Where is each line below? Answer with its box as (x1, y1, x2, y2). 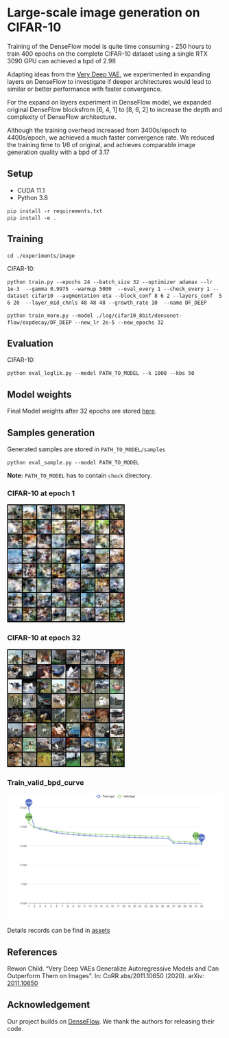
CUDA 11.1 (16, 186, 45, 194)
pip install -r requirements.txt (7, 208, 103, 215)
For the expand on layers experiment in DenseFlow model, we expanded (7, 98, 211, 106)
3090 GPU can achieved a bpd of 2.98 (7, 56, 117, 65)
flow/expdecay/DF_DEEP (7, 318, 72, 326)
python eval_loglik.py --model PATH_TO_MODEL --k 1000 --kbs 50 (7, 370, 195, 377)
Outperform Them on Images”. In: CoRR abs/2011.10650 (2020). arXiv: (7, 972, 204, 980)
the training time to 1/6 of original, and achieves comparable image (7, 140, 195, 149)
